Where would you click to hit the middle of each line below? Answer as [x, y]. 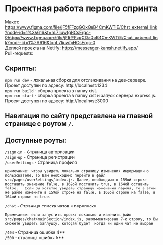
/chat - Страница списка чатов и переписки [51, 206]
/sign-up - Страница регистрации [40, 157]
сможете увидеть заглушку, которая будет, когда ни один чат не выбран [79, 223]
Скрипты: [21, 68]
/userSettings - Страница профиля [41, 162]
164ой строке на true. [28, 197]
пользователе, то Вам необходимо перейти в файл [55, 175]
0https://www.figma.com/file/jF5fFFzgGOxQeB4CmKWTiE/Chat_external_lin [81, 38]
